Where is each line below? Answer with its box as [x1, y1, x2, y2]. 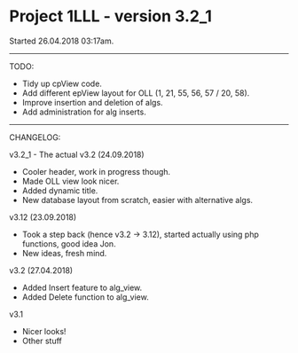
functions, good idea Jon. [21, 238, 117, 249]
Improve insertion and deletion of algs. [21, 97, 163, 107]
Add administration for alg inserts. [21, 106, 146, 117]
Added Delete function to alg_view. [21, 291, 149, 302]
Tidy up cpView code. [21, 78, 102, 89]
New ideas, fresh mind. [21, 247, 107, 258]
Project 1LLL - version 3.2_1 [9, 6, 213, 27]
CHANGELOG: [9, 131, 61, 143]
